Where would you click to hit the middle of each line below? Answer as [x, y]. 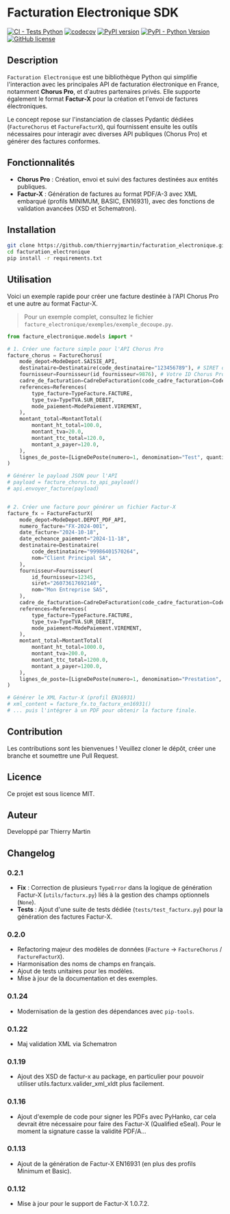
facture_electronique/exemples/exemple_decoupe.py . [98, 324]
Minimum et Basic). [44, 1171]
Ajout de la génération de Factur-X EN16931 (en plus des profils [106, 1163]
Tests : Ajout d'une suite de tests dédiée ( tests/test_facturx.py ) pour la [120, 910]
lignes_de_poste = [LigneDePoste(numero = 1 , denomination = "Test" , [112, 457]
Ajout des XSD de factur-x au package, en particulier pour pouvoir [110, 1076]
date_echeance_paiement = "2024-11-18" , [75, 539]
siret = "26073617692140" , [67, 584]
